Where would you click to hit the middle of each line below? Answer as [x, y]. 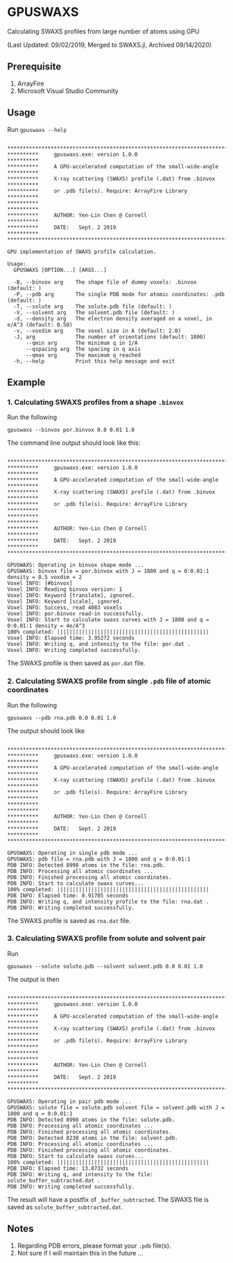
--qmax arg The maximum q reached [83, 355]
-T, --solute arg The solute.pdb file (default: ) [93, 307]
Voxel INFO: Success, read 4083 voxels [65, 608]
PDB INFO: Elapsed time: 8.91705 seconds [68, 895]
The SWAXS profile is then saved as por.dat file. [76, 663]
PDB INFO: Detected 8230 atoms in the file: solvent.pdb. [93, 1138]
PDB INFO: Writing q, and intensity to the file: [80, 1174]
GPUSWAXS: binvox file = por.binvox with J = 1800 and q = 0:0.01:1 [108, 571]
